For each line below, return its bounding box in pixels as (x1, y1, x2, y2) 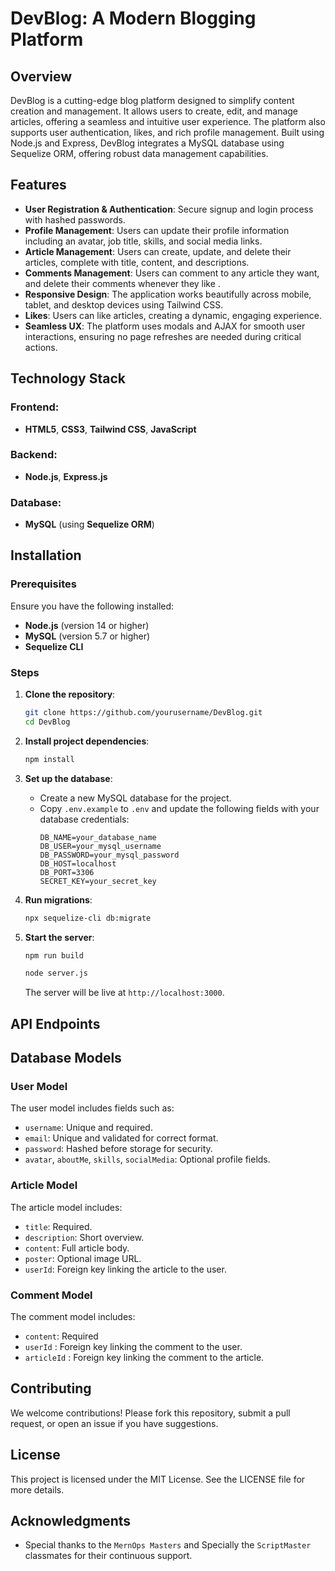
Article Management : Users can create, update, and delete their (24, 245, 292, 257)
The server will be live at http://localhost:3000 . (24, 987, 225, 999)
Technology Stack (10, 370, 126, 387)
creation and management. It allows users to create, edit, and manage (10, 105, 299, 117)
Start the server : (24, 931, 95, 943)
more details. (10, 1483, 65, 1496)
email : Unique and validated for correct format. (24, 1132, 219, 1144)
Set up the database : (24, 772, 113, 784)
